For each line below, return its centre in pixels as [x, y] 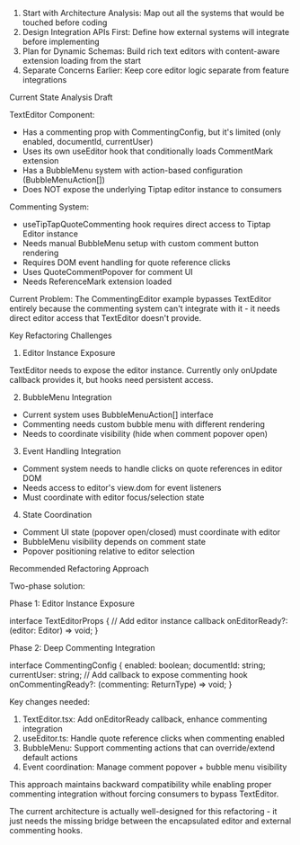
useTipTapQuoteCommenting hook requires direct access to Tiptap [146, 224]
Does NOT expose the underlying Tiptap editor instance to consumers [152, 189]
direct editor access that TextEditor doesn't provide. [106, 318]
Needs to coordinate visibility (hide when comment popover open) [145, 434]
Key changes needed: [49, 702]
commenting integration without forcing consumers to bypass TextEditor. [144, 794]
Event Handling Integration [71, 451]
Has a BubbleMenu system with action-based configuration [132, 170]
